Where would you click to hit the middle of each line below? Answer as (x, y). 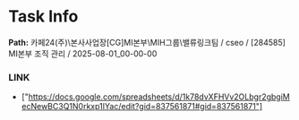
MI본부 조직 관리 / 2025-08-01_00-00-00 (83, 53)
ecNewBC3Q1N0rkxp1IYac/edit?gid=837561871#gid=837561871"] (142, 107)
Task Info (43, 17)
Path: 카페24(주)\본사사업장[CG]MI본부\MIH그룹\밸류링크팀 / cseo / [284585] (147, 42)
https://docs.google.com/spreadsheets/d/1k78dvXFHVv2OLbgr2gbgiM (159, 97)
